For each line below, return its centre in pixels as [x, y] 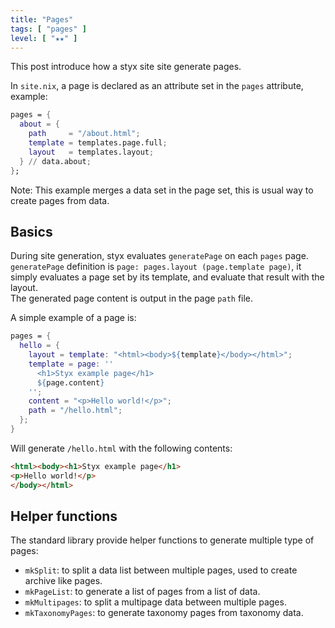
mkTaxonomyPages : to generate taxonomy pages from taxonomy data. [164, 613]
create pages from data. [60, 200]
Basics [31, 231]
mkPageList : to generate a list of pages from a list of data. [142, 592]
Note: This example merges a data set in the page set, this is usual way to [162, 190]
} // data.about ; [55, 161]
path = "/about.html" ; [84, 134]
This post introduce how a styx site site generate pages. [126, 67]
